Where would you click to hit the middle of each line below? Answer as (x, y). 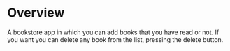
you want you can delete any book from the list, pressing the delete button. (115, 39)
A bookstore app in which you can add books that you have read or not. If (113, 32)
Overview (36, 13)
